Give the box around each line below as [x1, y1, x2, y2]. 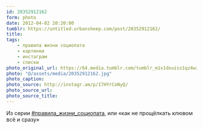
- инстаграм [17, 54, 47, 60]
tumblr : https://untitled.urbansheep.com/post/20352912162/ [6, 25, 161, 32]
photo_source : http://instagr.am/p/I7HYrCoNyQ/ [6, 82, 129, 88]
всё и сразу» [6, 116, 40, 123]
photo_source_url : [6, 87, 53, 93]
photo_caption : [6, 76, 45, 82]
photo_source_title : [6, 93, 59, 99]
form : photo [6, 14, 36, 20]
